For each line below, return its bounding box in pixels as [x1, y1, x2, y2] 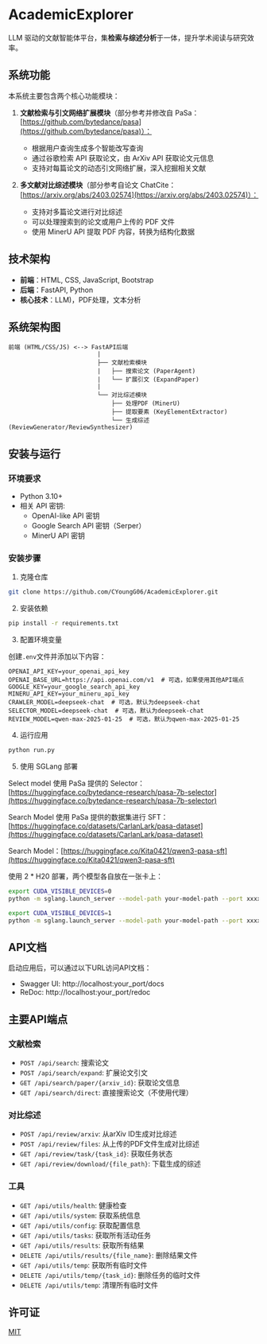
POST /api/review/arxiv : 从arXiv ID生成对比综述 [19, 1129, 177, 1139]
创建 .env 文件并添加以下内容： [8, 652, 106, 661]
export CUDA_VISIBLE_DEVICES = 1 [8, 909, 112, 917]
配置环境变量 [19, 635, 62, 645]
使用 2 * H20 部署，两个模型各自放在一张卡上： [8, 871, 164, 881]
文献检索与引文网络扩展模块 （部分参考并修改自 [19, 107, 173, 117]
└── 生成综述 [110, 416, 149, 425]
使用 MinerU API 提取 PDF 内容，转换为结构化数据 [31, 227, 195, 236]
